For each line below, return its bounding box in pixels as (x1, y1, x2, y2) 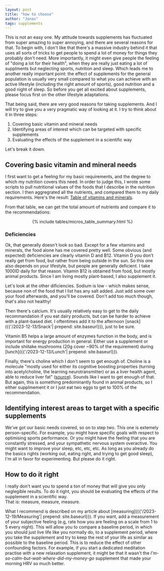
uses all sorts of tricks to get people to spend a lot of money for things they (5, 50, 158, 56)
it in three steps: (5, 111, 38, 118)
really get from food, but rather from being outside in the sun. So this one (5, 258, 153, 264)
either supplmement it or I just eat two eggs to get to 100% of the (5, 384, 137, 390)
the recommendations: (5, 209, 51, 215)
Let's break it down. (5, 146, 45, 152)
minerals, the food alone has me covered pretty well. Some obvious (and (5, 247, 152, 253)
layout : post (5, 7, 32, 12)
